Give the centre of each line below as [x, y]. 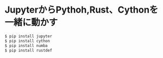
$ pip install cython [27, 41]
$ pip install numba [26, 45]
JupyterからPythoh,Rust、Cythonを [81, 10]
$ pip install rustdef [28, 50]
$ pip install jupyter [28, 36]
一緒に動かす [31, 22]
